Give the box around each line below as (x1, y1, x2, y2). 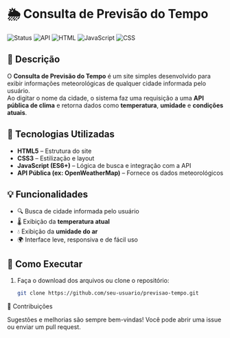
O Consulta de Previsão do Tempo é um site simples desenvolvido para (7, 72, 211, 80)
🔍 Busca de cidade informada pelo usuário (16, 207, 139, 215)
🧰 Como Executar (7, 258, 83, 270)
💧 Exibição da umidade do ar (16, 227, 98, 235)
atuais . (7, 108, 27, 116)
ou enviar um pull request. (7, 323, 81, 331)
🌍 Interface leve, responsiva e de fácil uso (16, 235, 139, 244)
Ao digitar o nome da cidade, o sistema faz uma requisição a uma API (7, 94, 205, 102)
